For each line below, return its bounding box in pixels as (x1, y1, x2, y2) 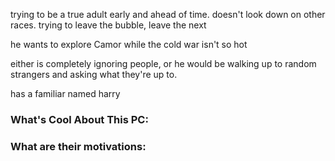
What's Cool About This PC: (10, 112, 149, 126)
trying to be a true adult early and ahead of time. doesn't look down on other (10, 9, 326, 20)
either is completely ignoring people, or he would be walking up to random (10, 58, 317, 69)
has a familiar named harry (10, 88, 121, 99)
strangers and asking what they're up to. (10, 69, 178, 80)
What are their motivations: (10, 139, 147, 153)
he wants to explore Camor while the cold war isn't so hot (10, 39, 248, 50)
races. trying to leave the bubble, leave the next (10, 19, 207, 31)
